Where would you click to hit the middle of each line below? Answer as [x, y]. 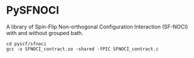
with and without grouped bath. [45, 33]
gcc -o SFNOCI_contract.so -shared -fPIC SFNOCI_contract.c [83, 49]
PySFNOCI [33, 10]
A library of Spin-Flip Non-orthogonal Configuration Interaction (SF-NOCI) [97, 27]
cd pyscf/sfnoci [26, 44]
